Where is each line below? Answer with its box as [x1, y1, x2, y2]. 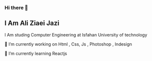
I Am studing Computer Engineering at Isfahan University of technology [4, 32, 148, 37]
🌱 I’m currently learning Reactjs [4, 50, 68, 56]
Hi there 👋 [4, 4, 29, 11]
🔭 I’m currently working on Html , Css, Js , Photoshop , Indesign [4, 41, 132, 47]
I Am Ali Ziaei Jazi [4, 19, 59, 27]
